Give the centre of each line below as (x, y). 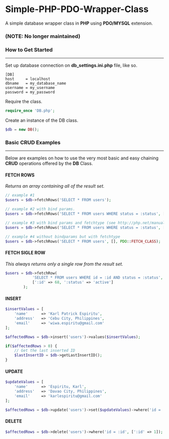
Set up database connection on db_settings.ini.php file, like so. (71, 65)
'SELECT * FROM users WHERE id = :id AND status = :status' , (98, 278)
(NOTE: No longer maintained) (43, 36)
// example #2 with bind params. (40, 209)
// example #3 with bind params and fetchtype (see (60, 223)
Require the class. (24, 102)
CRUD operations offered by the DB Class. (49, 163)
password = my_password (30, 92)
